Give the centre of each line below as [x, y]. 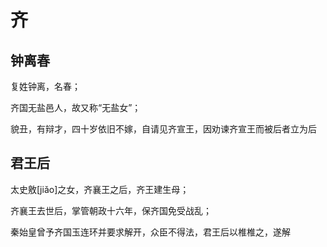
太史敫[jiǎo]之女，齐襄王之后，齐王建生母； [100, 189]
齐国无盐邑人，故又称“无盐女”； [76, 107]
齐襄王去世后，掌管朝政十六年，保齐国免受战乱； [111, 210]
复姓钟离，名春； [45, 86]
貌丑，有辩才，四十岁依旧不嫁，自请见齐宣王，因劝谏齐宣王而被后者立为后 [163, 129]
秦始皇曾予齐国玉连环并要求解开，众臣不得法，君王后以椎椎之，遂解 [150, 232]
